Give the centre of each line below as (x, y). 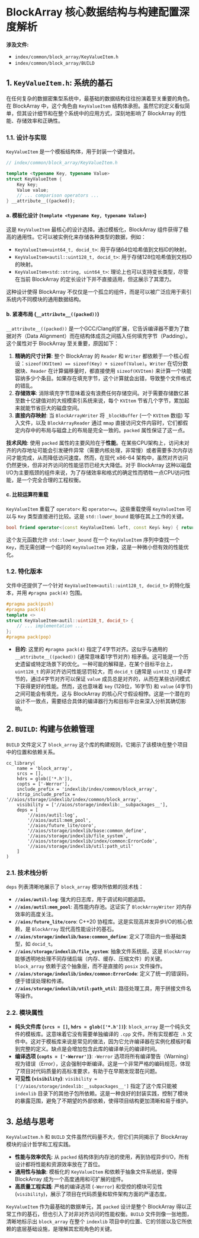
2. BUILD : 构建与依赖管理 (50, 729)
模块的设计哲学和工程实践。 (40, 1144)
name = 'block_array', (45, 768)
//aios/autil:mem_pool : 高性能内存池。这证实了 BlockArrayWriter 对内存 (103, 907)
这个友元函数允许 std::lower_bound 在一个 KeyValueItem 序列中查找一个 (93, 539)
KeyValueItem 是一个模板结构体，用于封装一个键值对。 (72, 151)
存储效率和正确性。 (40, 121)
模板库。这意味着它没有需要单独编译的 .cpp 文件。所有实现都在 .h (105, 1034)
